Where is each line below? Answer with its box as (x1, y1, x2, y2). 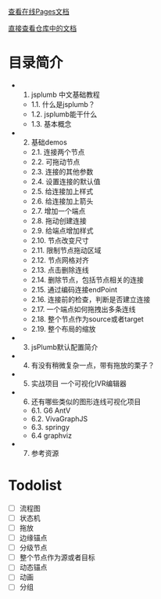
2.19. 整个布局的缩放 (30, 324, 96, 333)
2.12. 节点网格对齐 (30, 255, 90, 265)
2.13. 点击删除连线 (30, 265, 89, 274)
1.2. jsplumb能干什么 (30, 109, 98, 119)
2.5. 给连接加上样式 (30, 186, 94, 196)
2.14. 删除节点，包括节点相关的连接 (30, 274, 145, 285)
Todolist (8, 476, 63, 494)
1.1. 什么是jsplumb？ (30, 99, 95, 108)
